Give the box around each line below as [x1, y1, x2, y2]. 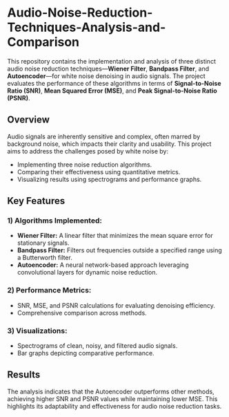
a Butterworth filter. [17, 254, 72, 262]
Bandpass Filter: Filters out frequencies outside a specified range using [17, 246, 222, 254]
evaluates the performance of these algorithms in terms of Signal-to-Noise [7, 79, 222, 87]
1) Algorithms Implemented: [7, 216, 102, 225]
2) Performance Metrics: [7, 286, 92, 295]
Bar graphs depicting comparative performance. [17, 349, 155, 358]
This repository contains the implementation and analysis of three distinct [7, 57, 216, 65]
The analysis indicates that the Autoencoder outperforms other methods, [7, 387, 215, 396]
